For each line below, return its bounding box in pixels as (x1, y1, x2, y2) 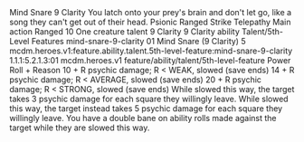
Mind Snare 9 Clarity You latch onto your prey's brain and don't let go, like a (9, 7, 292, 17)
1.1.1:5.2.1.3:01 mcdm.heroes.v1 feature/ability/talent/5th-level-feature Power (9, 55, 291, 65)
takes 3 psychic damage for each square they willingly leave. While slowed (9, 93, 289, 104)
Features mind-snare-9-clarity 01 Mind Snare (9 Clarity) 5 (31, 36, 246, 46)
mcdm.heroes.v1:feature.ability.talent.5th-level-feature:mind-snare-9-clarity (9, 45, 293, 56)
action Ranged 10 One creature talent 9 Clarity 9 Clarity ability (9, 26, 240, 37)
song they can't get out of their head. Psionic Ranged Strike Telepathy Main (9, 16, 291, 27)
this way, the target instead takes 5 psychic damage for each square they (9, 103, 283, 114)
